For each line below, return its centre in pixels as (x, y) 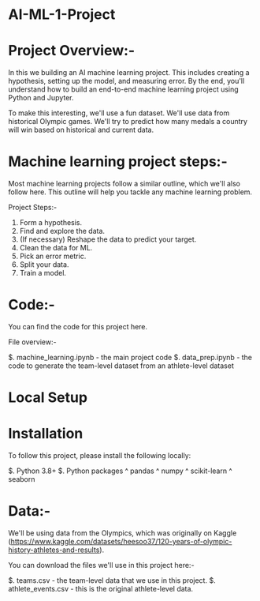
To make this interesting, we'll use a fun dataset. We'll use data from (119, 113)
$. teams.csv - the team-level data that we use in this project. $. (112, 580)
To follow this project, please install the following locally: (100, 456)
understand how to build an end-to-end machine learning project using (123, 89)
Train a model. (43, 273)
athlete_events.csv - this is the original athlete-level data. (101, 589)
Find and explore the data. (62, 231)
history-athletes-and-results (54, 550)
